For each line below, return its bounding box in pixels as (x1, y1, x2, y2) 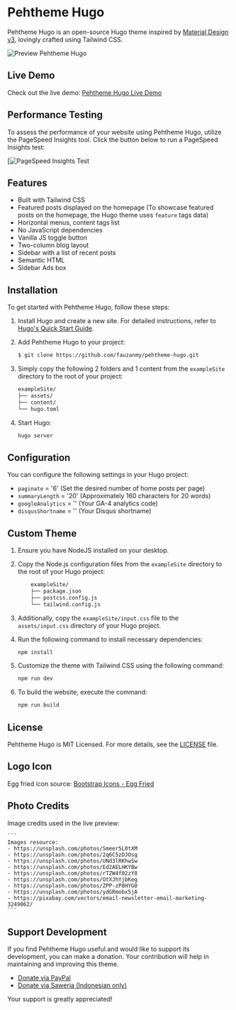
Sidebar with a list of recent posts (17, 249, 116, 257)
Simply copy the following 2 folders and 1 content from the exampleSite (17, 364, 225, 373)
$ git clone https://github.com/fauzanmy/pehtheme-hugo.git (17, 352, 199, 359)
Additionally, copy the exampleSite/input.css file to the (17, 614, 179, 622)
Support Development (7, 926, 108, 938)
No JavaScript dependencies (17, 226, 103, 235)
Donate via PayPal (17, 974, 71, 982)
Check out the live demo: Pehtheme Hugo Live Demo (7, 88, 162, 96)
